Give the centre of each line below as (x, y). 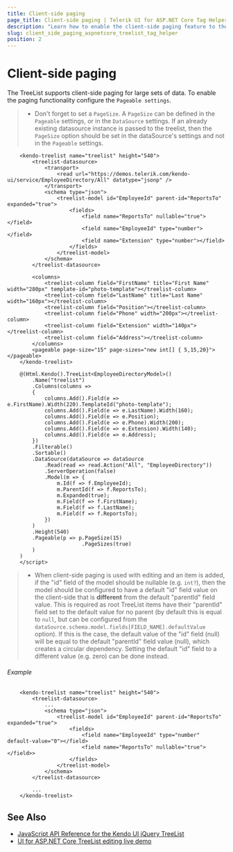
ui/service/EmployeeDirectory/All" (59, 180)
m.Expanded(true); (83, 496)
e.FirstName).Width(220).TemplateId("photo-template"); (89, 405)
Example (20, 672)
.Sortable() (50, 453)
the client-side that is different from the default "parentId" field (124, 598)
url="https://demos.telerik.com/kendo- (133, 174)
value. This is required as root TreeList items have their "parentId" (129, 605)
